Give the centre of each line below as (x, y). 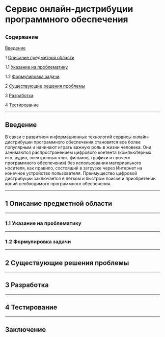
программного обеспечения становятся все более (87, 142)
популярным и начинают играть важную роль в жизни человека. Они (78, 147)
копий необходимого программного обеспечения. (58, 183)
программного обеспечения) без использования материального (73, 163)
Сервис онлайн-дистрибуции (69, 9)
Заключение (26, 330)
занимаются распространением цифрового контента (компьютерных (78, 152)
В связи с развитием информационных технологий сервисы (68, 137)
